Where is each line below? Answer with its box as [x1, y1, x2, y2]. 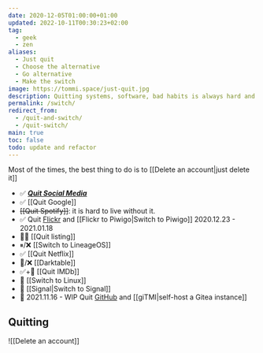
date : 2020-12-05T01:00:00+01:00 [8, 11, 118, 20]
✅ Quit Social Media [19, 188, 87, 198]
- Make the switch [15, 77, 76, 85]
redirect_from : [8, 107, 58, 115]
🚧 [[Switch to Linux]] [19, 276, 87, 285]
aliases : [8, 48, 37, 56]
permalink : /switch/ [8, 99, 76, 107]
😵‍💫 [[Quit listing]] [19, 232, 76, 241]
